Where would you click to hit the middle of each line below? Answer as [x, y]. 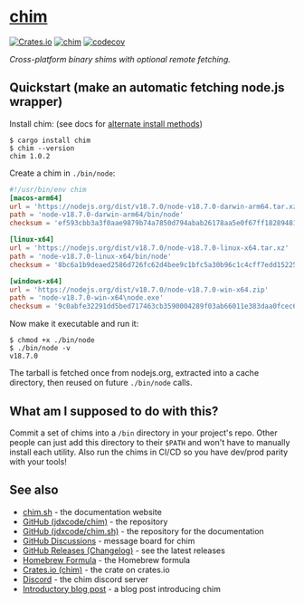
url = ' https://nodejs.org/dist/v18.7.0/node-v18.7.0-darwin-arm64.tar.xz [153, 206]
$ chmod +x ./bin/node [52, 340]
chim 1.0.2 [30, 156]
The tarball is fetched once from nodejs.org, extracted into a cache [134, 373]
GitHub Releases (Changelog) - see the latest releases [124, 550]
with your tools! [38, 461]
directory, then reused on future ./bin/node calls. [101, 383]
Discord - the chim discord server [85, 579]
